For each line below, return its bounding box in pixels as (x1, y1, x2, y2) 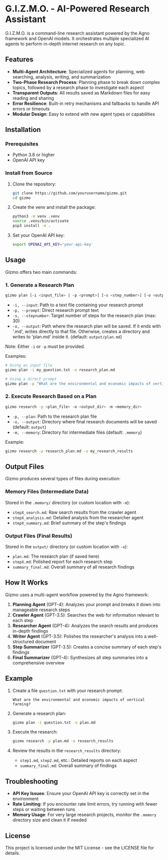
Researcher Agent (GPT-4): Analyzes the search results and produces (12, 623, 158, 629)
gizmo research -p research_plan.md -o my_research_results (5, 448, 133, 454)
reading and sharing (12, 95, 54, 101)
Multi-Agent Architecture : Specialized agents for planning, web (12, 68, 145, 74)
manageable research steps (12, 607, 70, 613)
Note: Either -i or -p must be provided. (5, 343, 85, 349)
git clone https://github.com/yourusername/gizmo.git (12, 190, 127, 195)
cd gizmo (12, 195, 31, 200)
